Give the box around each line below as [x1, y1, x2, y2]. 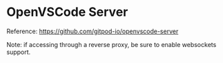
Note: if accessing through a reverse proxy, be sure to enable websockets [6, 40, 217, 48]
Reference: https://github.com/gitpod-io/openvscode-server [6, 27, 179, 35]
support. [6, 48, 31, 56]
